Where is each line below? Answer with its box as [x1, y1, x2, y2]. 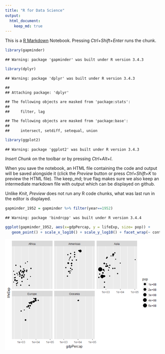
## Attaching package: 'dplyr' [5, 90, 69, 95]
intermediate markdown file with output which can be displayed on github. [5, 181, 156, 187]
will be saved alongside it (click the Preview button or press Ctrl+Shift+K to [5, 170, 157, 176]
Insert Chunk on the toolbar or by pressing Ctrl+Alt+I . [5, 156, 113, 161]
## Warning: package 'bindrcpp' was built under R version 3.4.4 [5, 215, 141, 220]
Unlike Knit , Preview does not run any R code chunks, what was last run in [5, 190, 155, 196]
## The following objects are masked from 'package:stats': [5, 99, 131, 104]
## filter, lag [5, 109, 45, 114]
